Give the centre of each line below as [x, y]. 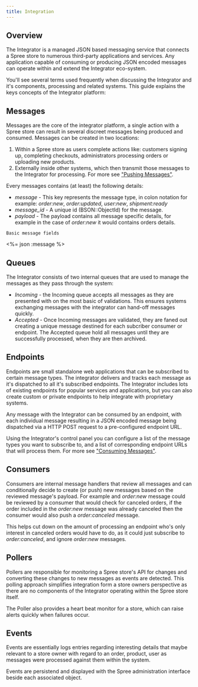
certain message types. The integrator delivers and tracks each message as [99, 377]
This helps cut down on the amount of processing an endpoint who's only [96, 526]
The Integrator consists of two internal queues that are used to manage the [98, 277]
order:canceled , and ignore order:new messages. [66, 539]
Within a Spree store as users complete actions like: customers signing [101, 149]
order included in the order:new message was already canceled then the [95, 509]
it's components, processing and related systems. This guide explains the [96, 86]
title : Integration [30, 12]
